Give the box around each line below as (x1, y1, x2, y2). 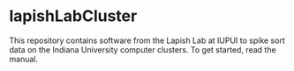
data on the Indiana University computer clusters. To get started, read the (9, 44, 276, 54)
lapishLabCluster (9, 6, 138, 26)
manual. (9, 53, 38, 64)
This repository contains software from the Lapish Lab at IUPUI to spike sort (9, 35, 285, 46)
